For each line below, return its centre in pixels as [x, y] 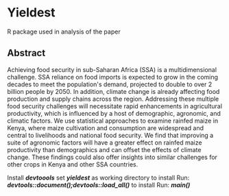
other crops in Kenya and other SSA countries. [73, 164]
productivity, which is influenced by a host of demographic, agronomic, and [114, 113]
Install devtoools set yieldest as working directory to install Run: [98, 177]
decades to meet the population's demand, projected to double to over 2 [110, 84]
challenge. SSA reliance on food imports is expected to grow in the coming [112, 77]
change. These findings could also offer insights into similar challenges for [112, 157]
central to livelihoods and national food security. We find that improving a [110, 135]
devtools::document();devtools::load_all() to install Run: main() [99, 185]
